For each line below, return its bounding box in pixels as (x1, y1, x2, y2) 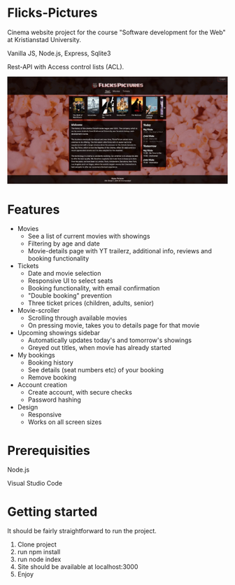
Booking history (27, 358, 73, 367)
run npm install (17, 548, 61, 556)
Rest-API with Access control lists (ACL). (7, 62, 124, 71)
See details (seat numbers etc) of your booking (27, 366, 164, 374)
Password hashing (27, 395, 82, 404)
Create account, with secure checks (27, 388, 133, 397)
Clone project (17, 540, 57, 549)
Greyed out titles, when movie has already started (27, 344, 171, 352)
